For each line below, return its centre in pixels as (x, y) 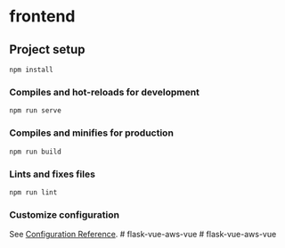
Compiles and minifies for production (91, 133)
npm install (31, 70)
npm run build (36, 152)
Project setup (48, 50)
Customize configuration (65, 214)
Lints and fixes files (53, 174)
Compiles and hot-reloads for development (105, 92)
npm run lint (33, 192)
